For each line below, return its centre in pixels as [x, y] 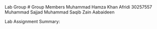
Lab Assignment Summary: [32, 22]
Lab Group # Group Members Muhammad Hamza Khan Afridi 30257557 [78, 7]
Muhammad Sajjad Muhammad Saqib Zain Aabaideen [60, 12]
